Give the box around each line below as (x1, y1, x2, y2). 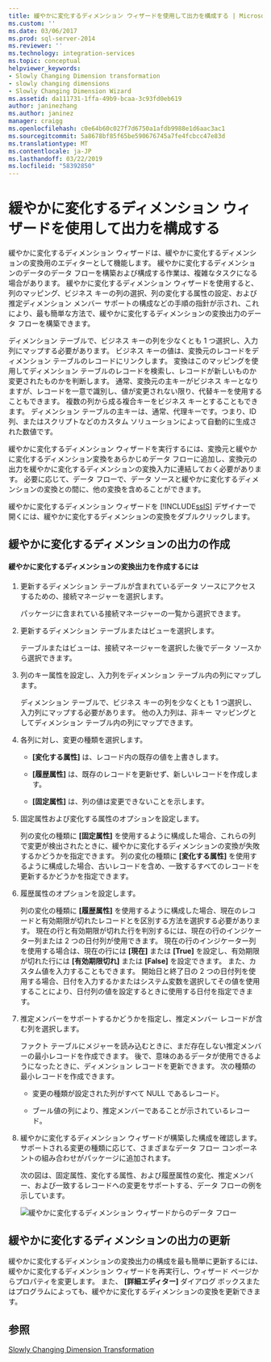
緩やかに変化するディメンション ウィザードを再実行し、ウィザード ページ (8, 1267, 252, 1276)
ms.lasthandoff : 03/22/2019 (8, 154, 103, 162)
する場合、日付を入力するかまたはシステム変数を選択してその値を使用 (27, 976, 261, 986)
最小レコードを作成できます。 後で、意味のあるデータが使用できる (34, 1051, 255, 1061)
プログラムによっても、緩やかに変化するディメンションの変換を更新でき (15, 1287, 254, 1297)
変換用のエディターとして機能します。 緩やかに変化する (29, 258, 215, 268)
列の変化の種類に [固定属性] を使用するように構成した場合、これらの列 (19, 830, 256, 841)
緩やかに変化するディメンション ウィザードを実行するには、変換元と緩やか (8, 444, 257, 453)
